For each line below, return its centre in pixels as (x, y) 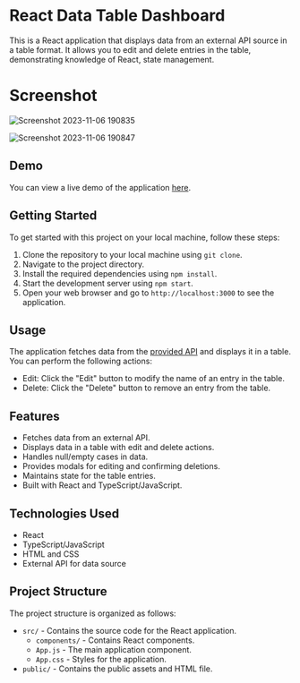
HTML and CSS (51, 554)
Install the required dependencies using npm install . (120, 273)
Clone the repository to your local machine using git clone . (133, 254)
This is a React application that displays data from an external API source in (149, 40)
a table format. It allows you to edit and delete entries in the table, (130, 49)
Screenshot (53, 96)
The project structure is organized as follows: (93, 613)
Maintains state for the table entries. (89, 476)
